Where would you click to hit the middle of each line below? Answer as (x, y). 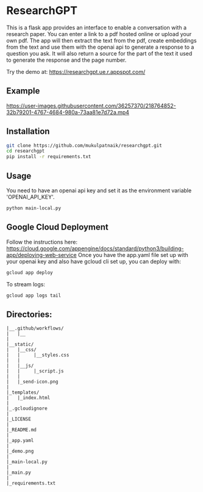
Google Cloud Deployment (57, 227)
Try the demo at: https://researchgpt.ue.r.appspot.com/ (76, 71)
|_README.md (21, 430)
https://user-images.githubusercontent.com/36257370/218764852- (91, 106)
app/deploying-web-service (42, 255)
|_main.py (19, 473)
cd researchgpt (26, 151)
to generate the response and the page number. (66, 60)
